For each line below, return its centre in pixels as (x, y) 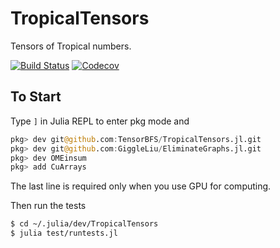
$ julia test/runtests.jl (64, 233)
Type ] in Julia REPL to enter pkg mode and (100, 121)
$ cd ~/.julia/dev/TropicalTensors (84, 224)
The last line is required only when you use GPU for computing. (141, 186)
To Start (36, 97)
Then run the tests (48, 206)
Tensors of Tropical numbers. (71, 46)
